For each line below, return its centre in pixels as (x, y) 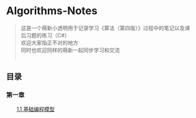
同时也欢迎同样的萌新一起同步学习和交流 (70, 50)
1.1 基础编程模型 (36, 109)
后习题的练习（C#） (45, 35)
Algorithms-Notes (52, 11)
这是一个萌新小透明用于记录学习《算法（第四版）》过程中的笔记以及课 (105, 28)
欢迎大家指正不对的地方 (49, 42)
